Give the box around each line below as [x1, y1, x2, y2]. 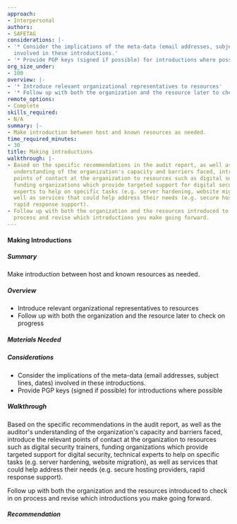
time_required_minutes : [7, 135, 78, 142]
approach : [7, 10, 37, 18]
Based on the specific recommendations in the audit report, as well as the [7, 420, 221, 429]
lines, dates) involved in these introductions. [17, 378, 146, 387]
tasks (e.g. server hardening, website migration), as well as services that [7, 458, 218, 466]
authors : [7, 23, 33, 30]
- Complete [7, 103, 39, 110]
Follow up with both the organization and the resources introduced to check [7, 486, 228, 495]
